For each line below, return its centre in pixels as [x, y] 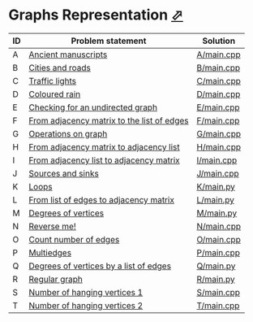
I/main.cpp [217, 160]
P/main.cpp [219, 252]
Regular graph [56, 279]
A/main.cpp [219, 54]
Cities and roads [60, 67]
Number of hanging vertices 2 [86, 305]
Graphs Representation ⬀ [96, 15]
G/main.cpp [219, 133]
